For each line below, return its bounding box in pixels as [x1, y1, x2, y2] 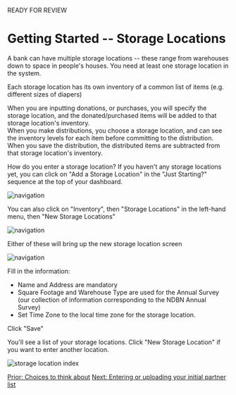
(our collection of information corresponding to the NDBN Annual [17, 296, 206, 304]
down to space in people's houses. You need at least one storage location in [7, 61, 229, 70]
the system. [7, 68, 42, 77]
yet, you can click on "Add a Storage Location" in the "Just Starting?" [7, 169, 208, 178]
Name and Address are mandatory [17, 280, 118, 288]
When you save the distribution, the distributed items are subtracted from [7, 141, 221, 150]
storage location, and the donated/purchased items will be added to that [7, 111, 217, 119]
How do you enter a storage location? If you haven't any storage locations [7, 162, 222, 171]
